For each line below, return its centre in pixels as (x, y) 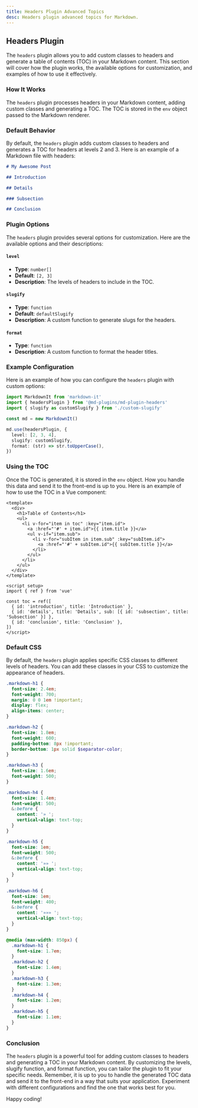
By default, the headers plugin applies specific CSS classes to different (92, 660)
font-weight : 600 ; (34, 738)
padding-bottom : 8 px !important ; (53, 744)
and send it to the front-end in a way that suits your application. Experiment (98, 1081)
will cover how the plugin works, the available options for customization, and (99, 68)
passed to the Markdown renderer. (48, 115)
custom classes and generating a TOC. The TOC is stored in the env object (97, 109)
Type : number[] (33, 269)
